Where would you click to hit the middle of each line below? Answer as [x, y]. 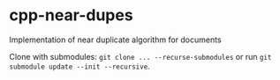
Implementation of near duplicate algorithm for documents [116, 40]
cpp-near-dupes [72, 15]
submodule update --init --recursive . [79, 66]
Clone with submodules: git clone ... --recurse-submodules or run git [140, 56]
